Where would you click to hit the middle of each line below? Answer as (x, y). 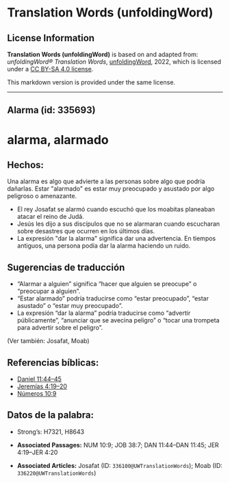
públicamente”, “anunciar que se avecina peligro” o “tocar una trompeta (118, 320)
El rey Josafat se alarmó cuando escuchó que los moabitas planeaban (116, 209)
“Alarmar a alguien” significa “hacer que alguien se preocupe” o (107, 284)
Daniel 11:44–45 (39, 379)
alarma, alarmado (58, 140)
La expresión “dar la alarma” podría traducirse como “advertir (104, 313)
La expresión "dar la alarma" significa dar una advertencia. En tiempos (116, 239)
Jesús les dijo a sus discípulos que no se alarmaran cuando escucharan (118, 224)
